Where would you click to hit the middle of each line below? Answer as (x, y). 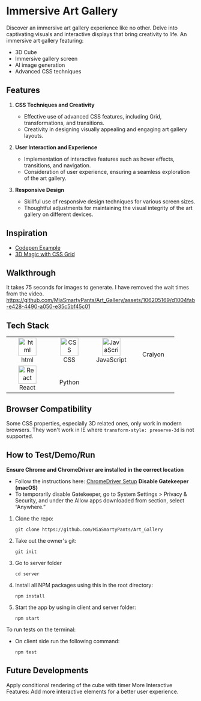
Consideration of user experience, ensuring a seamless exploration (107, 171)
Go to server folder (38, 563)
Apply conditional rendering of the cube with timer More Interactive (89, 685)
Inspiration (27, 233)
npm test (26, 652)
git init (26, 552)
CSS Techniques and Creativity (55, 105)
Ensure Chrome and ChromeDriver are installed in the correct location (95, 469)
